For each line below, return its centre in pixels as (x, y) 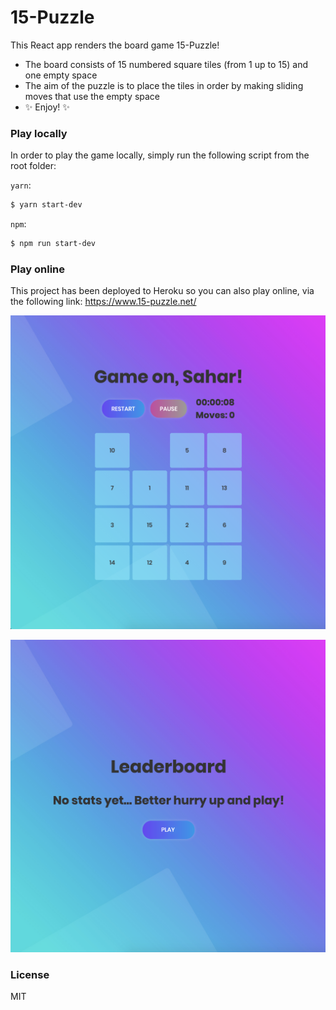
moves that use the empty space (92, 96)
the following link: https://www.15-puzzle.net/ (103, 302)
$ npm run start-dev (53, 244)
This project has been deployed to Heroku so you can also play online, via (162, 291)
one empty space (61, 75)
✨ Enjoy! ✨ (47, 107)
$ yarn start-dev (46, 205)
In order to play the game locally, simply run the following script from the (160, 155)
